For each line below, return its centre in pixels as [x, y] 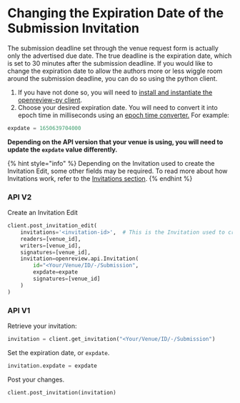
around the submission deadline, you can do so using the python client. [112, 78]
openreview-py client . [50, 100]
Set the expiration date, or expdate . [59, 352]
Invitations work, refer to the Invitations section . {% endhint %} [100, 178]
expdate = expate [56, 272]
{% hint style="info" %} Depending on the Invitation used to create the [111, 163]
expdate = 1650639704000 [44, 128]
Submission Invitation [74, 28]
